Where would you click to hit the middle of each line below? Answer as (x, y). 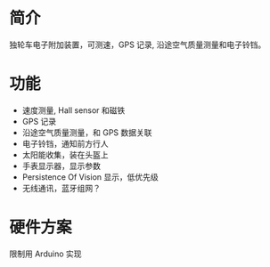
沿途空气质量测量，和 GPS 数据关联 (87, 132)
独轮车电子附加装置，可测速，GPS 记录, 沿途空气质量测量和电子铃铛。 (138, 44)
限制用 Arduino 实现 (45, 254)
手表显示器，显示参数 (61, 166)
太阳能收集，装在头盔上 (65, 154)
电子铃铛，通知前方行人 (65, 143)
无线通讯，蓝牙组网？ (61, 188)
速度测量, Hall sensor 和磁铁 (74, 110)
